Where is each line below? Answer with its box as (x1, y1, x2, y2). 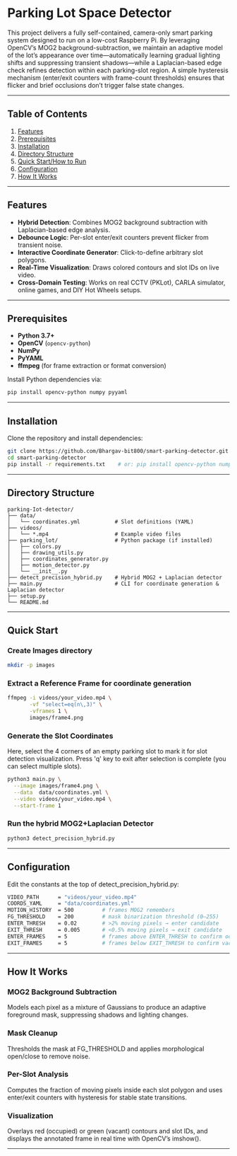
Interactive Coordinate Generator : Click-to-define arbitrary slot (17, 248, 203, 256)
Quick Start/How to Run (17, 157, 87, 166)
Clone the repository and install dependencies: (7, 434, 143, 443)
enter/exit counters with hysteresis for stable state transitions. (7, 1093, 187, 1102)
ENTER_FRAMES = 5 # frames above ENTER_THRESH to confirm (7, 932, 222, 940)
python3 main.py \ (7, 776, 61, 783)
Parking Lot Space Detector (7, 5, 172, 21)
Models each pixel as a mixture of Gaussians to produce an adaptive (7, 1003, 207, 1012)
